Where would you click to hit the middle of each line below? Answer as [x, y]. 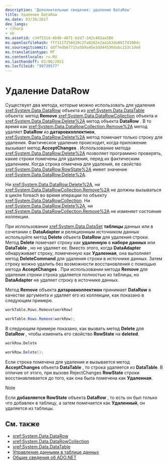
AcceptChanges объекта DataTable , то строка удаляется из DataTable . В [84, 367]
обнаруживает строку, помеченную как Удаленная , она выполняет [78, 253]
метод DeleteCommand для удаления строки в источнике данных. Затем [84, 259]
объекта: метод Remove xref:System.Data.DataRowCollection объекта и [81, 116]
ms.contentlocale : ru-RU [31, 57]
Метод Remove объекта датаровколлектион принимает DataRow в [78, 290]
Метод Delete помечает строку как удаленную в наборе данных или [80, 243]
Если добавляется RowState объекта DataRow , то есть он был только [81, 397]
